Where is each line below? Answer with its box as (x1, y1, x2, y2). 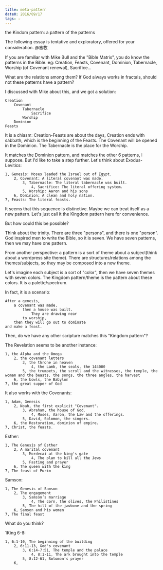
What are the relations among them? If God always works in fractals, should (5, 74, 157, 80)
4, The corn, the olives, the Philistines (31, 499, 119, 504)
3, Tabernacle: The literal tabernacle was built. (22, 181, 127, 185)
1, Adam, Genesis (5, 400, 40, 405)
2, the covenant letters (14, 356, 64, 361)
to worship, (22, 316, 47, 321)
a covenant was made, (14, 303, 57, 308)
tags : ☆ (5, 16, 21, 21)
